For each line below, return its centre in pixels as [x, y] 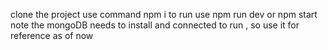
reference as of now [52, 35]
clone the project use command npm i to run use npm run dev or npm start [164, 14]
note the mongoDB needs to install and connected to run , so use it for [155, 25]
